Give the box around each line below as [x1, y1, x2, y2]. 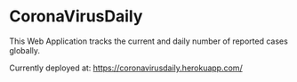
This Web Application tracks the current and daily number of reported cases [9, 36, 289, 46]
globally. [9, 45, 41, 55]
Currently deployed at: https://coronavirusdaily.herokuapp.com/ [9, 62, 243, 73]
